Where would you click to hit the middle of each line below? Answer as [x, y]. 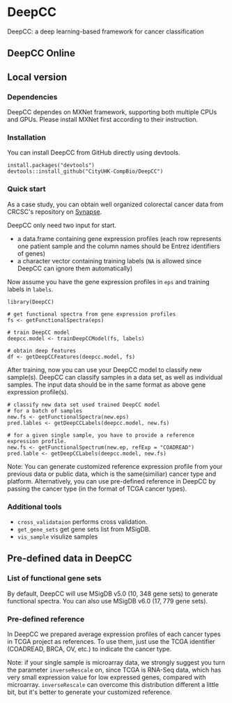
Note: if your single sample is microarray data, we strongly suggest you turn [116, 662]
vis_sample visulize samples [57, 536]
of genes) [31, 253]
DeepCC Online [41, 53]
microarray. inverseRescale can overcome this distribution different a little [113, 684]
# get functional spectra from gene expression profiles [92, 314]
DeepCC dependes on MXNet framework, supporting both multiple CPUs [112, 112]
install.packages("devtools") [51, 165]
